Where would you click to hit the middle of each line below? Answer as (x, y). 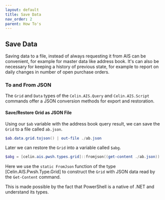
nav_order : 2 (19, 19)
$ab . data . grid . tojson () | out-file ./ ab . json (53, 138)
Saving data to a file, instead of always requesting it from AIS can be (75, 56)
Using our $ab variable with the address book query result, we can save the (82, 123)
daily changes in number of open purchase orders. (57, 72)
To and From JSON (28, 84)
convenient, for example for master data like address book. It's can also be (82, 61)
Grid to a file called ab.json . (34, 129)
